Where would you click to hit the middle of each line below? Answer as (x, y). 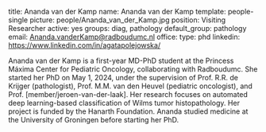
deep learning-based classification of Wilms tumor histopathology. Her (124, 103)
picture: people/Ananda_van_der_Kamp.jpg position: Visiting (128, 20)
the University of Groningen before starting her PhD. (94, 120)
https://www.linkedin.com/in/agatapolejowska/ (85, 45)
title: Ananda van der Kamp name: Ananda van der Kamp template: (117, 12)
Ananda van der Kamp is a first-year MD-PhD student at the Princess (121, 60)
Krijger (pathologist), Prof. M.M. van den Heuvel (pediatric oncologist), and (130, 86)
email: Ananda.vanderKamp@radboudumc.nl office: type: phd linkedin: (124, 37)
